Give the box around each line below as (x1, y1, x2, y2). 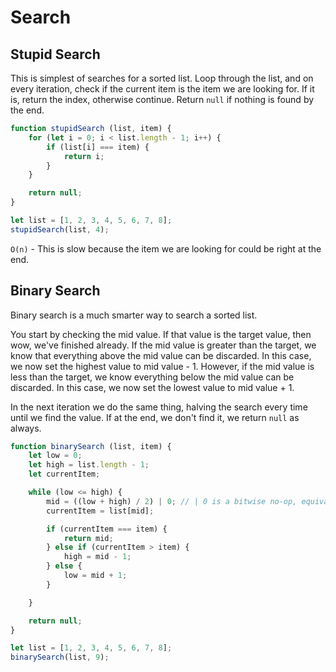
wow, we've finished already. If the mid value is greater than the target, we (10, 339, 317, 351)
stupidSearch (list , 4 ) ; (10, 224, 110, 235)
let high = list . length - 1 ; (28, 460, 150, 470)
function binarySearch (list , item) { (10, 441, 172, 451)
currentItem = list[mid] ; (46, 506, 155, 516)
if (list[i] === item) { (46, 142, 150, 152)
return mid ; (63, 533, 114, 543)
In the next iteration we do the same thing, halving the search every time (10, 401, 308, 413)
